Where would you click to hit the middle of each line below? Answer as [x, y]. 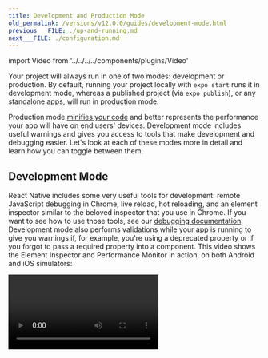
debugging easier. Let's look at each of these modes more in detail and [125, 143]
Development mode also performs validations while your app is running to [130, 229]
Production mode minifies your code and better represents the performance [133, 117]
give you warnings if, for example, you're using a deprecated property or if [131, 238]
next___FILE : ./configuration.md [64, 38]
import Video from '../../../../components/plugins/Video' [98, 61]
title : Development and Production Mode [77, 16]
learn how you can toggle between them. [76, 151]
